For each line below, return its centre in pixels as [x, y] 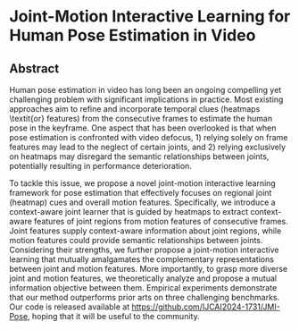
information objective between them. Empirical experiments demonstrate [143, 288]
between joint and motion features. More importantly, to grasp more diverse [149, 269]
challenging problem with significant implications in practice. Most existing [146, 99]
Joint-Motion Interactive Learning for [150, 17]
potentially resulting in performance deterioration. [100, 166]
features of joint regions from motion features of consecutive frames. [161, 221]
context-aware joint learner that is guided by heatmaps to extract [129, 212]
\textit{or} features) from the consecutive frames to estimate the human [141, 118]
